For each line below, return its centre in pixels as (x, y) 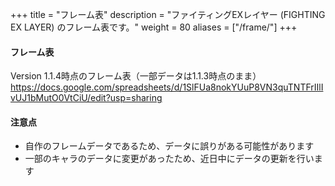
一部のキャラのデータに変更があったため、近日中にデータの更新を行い (169, 159)
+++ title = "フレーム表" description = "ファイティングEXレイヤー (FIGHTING (168, 14)
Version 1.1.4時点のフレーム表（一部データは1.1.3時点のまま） (136, 76)
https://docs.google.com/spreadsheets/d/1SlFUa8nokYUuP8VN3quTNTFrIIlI (167, 87)
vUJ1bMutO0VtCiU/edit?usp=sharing (86, 98)
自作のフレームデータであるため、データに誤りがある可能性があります (169, 146)
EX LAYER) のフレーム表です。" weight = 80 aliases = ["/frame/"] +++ (154, 27)
